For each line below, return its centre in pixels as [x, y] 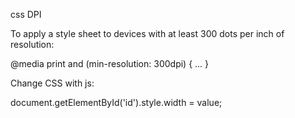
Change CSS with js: [52, 83]
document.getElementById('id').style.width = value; [116, 102]
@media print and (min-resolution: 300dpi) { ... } [110, 63]
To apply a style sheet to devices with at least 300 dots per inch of [147, 33]
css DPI [26, 14]
